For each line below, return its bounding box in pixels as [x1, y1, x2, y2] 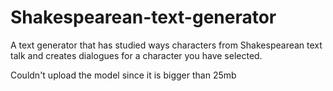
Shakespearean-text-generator [10, 6, 277, 29]
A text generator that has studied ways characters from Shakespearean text [10, 39, 323, 51]
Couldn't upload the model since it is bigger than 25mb [10, 69, 237, 81]
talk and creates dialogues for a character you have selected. [10, 49, 263, 61]
